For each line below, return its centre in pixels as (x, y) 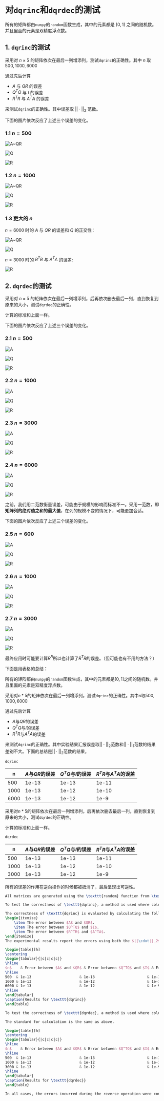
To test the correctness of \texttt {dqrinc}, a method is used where (77, 905)
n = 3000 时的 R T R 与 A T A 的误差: (39, 259)
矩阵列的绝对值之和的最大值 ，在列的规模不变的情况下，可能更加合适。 (76, 511)
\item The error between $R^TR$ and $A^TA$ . (60, 932)
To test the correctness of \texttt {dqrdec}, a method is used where (77, 1013)
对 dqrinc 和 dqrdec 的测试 (53, 10)
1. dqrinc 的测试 (28, 48)
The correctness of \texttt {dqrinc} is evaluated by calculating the (77, 914)
